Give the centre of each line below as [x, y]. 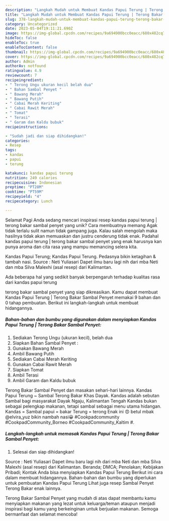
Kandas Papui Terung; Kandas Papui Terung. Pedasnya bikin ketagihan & [80, 256]
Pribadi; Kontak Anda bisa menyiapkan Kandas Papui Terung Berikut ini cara [84, 472]
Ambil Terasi [25, 375]
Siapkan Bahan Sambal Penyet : [46, 343]
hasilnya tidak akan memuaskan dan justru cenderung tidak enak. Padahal [82, 236]
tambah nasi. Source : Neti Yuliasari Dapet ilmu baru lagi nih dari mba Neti [82, 262]
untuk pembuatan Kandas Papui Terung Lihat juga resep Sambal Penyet [79, 483]
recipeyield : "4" [23, 197]
